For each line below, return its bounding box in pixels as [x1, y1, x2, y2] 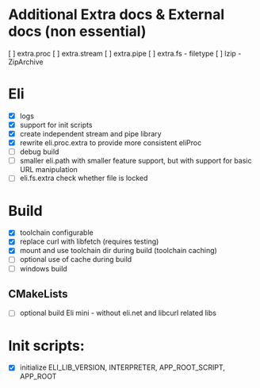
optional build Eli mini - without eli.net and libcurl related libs [19, 308, 216, 318]
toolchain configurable [19, 228, 94, 237]
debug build [19, 147, 59, 156]
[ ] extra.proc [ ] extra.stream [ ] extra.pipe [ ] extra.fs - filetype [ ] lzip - [8, 48, 242, 58]
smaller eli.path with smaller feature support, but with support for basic [19, 156, 252, 166]
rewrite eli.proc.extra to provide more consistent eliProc [19, 138, 202, 148]
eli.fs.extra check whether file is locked [19, 173, 148, 183]
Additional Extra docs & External [8, 6, 225, 24]
